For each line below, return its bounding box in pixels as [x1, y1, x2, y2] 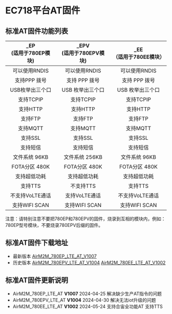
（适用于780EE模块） [112, 53, 165, 60]
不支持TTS [70, 182, 96, 190]
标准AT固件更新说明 [5, 276, 68, 285]
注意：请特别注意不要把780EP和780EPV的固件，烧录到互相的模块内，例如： [5, 216, 166, 222]
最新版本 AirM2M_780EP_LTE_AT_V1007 [12, 253, 97, 259]
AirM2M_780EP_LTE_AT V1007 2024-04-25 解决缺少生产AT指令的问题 [12, 290, 162, 297]
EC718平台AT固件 [5, 5, 80, 16]
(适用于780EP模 [11, 50, 50, 56]
